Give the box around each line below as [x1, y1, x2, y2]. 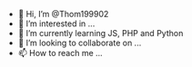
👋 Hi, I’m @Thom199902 [17, 9, 109, 19]
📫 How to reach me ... [17, 48, 103, 58]
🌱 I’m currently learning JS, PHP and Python [17, 28, 184, 38]
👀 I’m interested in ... [17, 18, 96, 29]
